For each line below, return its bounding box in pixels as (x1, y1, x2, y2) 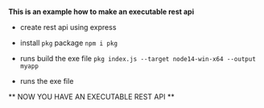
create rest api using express (19, 23, 117, 31)
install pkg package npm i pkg (19, 38, 118, 48)
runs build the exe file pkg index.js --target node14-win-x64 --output (19, 54, 256, 63)
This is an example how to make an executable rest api (8, 7, 195, 16)
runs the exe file (19, 77, 74, 85)
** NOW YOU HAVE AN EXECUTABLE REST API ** (8, 92, 175, 102)
